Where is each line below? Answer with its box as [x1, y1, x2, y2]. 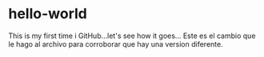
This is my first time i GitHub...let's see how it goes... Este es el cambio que [8, 31, 256, 40]
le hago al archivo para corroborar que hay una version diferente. [8, 39, 223, 48]
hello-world [8, 5, 88, 23]
